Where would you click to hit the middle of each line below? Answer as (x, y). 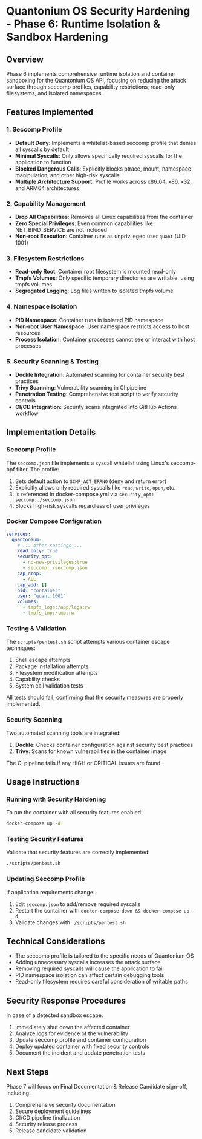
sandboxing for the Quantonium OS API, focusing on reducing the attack (96, 80)
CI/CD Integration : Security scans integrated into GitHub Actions (96, 407)
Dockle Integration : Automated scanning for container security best (100, 374)
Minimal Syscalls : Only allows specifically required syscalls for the (99, 155)
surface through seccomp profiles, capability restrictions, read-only (91, 87)
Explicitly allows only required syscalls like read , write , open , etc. (95, 487)
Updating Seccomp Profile (46, 879)
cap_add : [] (32, 585)
